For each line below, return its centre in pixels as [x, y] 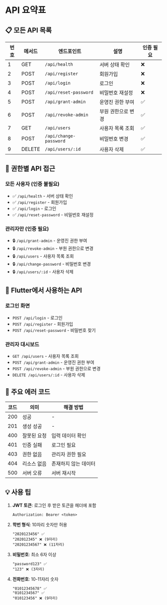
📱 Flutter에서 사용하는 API [43, 290]
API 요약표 [26, 10]
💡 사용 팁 [18, 492]
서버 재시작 [64, 473]
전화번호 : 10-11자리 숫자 [35, 579]
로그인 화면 [18, 306]
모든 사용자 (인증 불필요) [32, 184]
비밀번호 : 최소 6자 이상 [34, 554]
